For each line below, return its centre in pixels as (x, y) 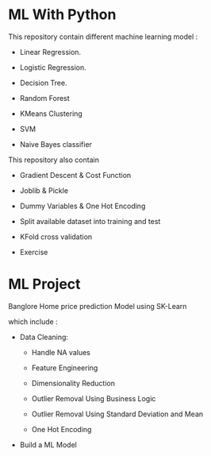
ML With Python (62, 15)
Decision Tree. (43, 83)
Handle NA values (61, 352)
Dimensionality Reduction (73, 383)
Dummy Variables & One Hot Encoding (82, 206)
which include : (33, 321)
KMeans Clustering (51, 114)
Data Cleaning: (44, 337)
